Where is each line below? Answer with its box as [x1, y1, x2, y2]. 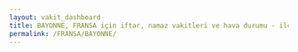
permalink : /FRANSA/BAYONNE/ [9, 29, 117, 38]
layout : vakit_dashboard [9, 12, 101, 22]
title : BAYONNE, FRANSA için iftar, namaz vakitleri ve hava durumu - [9, 21, 276, 30]
